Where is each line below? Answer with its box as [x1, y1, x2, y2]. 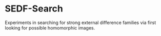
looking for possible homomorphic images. [5, 24, 95, 30]
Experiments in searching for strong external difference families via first [5, 19, 156, 25]
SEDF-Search [5, 3, 64, 14]
